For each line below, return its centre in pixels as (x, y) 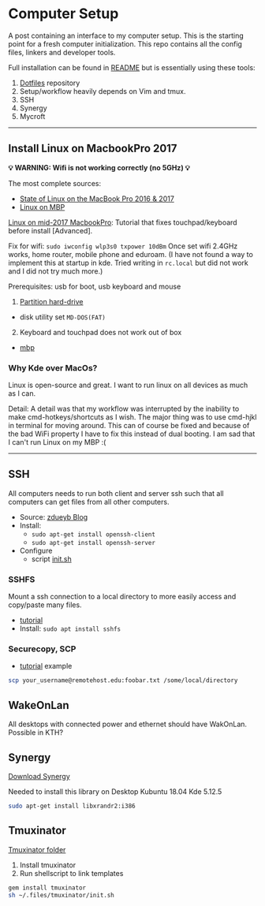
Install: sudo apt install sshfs (70, 628)
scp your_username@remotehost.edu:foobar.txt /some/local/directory (123, 680)
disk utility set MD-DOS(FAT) (63, 317)
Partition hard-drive (51, 301)
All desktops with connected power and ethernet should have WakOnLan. (127, 724)
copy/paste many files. (45, 605)
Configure (36, 550)
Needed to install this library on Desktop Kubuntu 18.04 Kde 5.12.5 (115, 791)
